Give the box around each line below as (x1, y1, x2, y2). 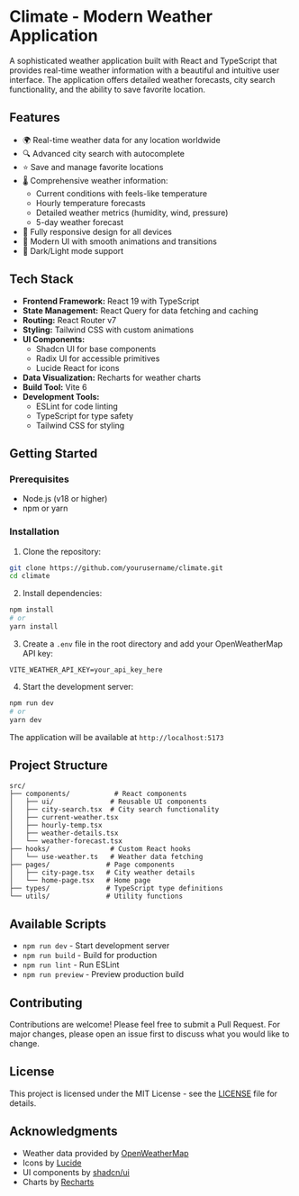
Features (9, 110, 60, 125)
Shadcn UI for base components (35, 343, 157, 354)
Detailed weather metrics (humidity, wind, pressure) (35, 207, 229, 218)
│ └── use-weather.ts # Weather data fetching (9, 853, 204, 862)
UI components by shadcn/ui (22, 1166, 131, 1177)
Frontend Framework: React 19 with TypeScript (22, 295, 200, 306)
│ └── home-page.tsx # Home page (9, 876, 151, 885)
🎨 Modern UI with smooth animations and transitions (22, 236, 218, 247)
